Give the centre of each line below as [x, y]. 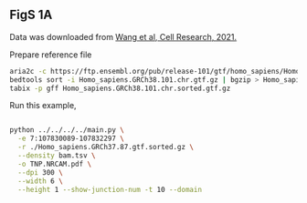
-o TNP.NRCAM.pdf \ [55, 164]
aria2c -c [28, 71]
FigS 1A [31, 15]
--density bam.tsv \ [57, 156]
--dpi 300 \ [41, 172]
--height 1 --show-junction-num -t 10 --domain [110, 189]
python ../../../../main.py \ [67, 130]
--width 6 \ [41, 181]
